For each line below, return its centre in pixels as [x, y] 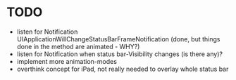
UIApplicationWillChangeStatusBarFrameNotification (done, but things [118, 39]
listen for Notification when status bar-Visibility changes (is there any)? [120, 54]
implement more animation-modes [67, 61]
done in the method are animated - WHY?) [78, 46]
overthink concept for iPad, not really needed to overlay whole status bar [123, 69]
